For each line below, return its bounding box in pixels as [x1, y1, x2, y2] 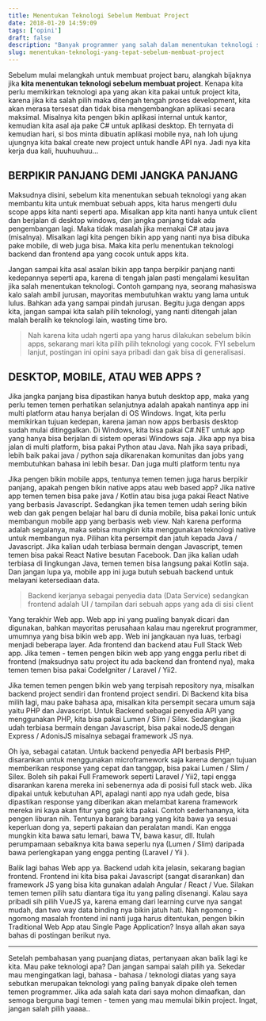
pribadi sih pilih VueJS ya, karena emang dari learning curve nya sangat [8, 896, 243, 906]
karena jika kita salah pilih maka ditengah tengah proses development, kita [8, 96, 251, 105]
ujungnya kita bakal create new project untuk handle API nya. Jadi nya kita [8, 138, 251, 147]
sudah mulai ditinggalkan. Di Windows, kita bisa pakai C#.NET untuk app [8, 425, 245, 435]
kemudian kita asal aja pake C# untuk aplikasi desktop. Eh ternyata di [8, 121, 234, 130]
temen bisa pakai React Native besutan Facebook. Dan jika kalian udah [8, 550, 239, 559]
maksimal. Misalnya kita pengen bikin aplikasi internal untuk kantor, [8, 113, 227, 121]
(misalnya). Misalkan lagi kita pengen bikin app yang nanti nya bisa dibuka [8, 232, 250, 242]
